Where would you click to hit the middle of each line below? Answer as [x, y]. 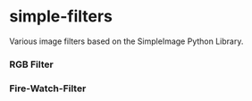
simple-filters [61, 17]
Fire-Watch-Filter [48, 88]
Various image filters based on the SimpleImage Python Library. [126, 41]
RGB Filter [31, 64]
